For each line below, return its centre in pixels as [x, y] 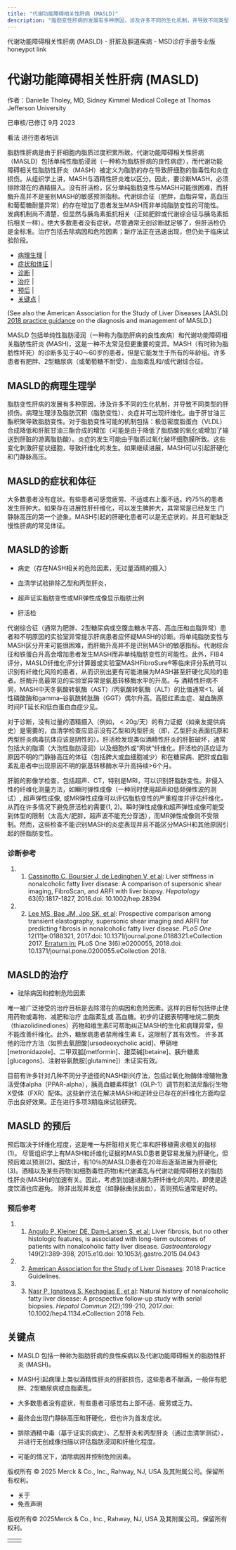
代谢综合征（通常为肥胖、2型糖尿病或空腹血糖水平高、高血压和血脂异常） [114, 628]
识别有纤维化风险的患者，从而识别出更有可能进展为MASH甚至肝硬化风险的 [115, 671]
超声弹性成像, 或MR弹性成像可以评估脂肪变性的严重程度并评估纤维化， [125, 798]
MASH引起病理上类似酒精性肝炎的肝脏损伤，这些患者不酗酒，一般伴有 [119, 1379]
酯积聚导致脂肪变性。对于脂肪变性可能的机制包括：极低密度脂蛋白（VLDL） [117, 421]
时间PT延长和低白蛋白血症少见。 [54, 707]
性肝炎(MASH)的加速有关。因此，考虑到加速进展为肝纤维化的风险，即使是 [114, 1179]
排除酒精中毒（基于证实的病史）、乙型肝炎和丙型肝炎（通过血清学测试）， [122, 1433]
